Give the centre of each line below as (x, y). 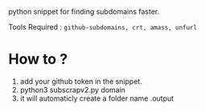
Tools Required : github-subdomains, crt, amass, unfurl (103, 27)
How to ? (38, 59)
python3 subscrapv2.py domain (73, 89)
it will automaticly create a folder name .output (97, 98)
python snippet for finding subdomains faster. (84, 12)
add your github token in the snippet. (81, 81)
